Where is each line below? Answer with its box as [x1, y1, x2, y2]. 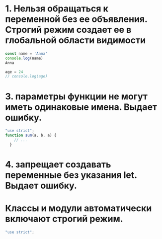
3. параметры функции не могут [5, 90, 148, 102]
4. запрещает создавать [5, 159, 111, 170]
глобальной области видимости [5, 35, 146, 46]
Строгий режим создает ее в [5, 24, 132, 35]
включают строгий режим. [5, 213, 123, 225]
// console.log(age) [5, 74, 48, 79]
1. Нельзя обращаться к [5, 3, 108, 14]
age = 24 [5, 69, 23, 75]
